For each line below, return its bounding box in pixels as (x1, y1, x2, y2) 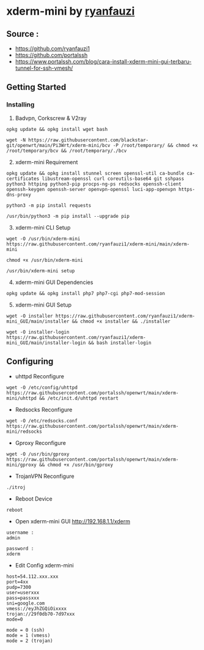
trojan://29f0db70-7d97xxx (6, 611, 75, 617)
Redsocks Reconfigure (15, 406, 73, 413)
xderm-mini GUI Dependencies (15, 278, 93, 286)
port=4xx (6, 578, 29, 585)
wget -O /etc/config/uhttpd (6, 384, 78, 390)
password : (6, 545, 34, 551)
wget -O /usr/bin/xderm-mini (6, 236, 81, 242)
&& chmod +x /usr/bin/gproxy (38, 461, 114, 468)
